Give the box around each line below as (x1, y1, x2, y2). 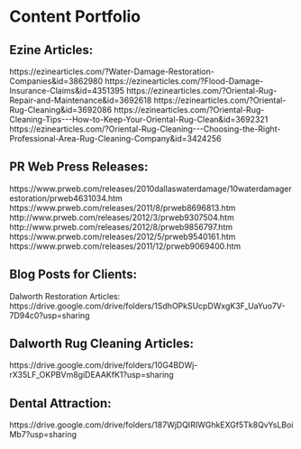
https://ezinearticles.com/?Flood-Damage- (105, 76, 264, 87)
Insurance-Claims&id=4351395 (9, 86, 124, 96)
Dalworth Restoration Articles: (9, 290, 121, 301)
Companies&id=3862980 (9, 76, 104, 87)
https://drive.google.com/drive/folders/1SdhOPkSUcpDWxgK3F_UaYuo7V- (9, 300, 286, 311)
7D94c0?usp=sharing (9, 309, 90, 321)
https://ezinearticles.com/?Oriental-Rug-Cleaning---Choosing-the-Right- (9, 124, 281, 134)
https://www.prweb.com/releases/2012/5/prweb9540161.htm (9, 231, 236, 242)
